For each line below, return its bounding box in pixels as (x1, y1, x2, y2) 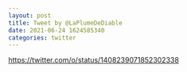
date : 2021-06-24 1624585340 (8, 26, 105, 34)
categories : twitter (8, 33, 77, 42)
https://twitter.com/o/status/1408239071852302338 (8, 55, 179, 65)
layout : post (8, 11, 52, 20)
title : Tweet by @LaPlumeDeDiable (8, 19, 123, 27)
